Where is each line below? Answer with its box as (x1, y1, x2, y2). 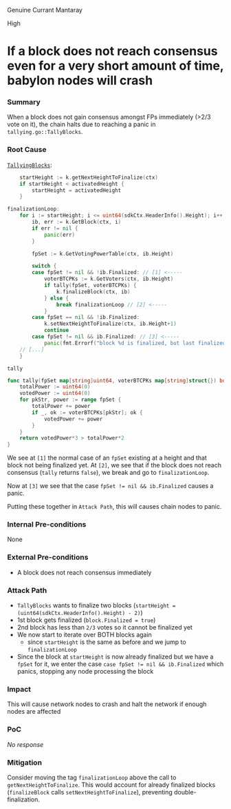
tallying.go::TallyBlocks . (7, 128, 83, 136)
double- (174, 788, 197, 796)
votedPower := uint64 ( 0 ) (19, 390, 91, 397)
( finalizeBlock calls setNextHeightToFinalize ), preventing (7, 788, 173, 796)
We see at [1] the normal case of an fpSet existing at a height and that (7, 454, 208, 462)
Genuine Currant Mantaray (7, 6, 82, 14)
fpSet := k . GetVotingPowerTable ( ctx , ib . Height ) (32, 250, 174, 257)
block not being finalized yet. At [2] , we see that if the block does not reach (7, 461, 222, 469)
